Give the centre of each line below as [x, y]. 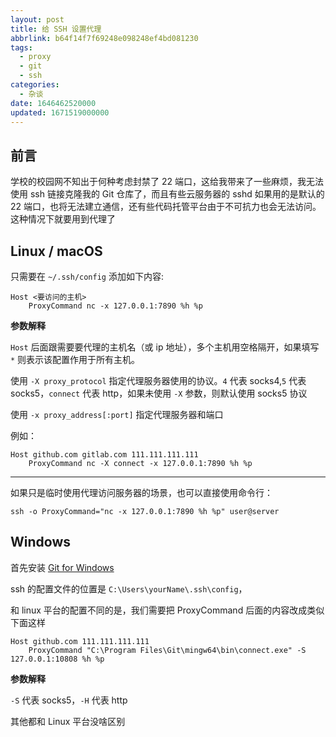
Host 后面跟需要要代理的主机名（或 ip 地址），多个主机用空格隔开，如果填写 [165, 347]
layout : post [37, 19]
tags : [21, 47]
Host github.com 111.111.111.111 [80, 641]
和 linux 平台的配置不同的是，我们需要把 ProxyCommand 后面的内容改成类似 [167, 610]
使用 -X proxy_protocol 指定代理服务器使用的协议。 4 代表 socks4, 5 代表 [158, 380]
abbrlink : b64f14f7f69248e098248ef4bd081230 [104, 38]
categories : [35, 85]
